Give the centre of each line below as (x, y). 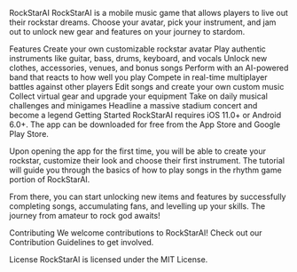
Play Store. (29, 134)
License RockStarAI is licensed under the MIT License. (109, 260)
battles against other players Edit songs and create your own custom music (147, 87)
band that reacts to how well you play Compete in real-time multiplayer (138, 77)
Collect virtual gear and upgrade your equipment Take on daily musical (139, 96)
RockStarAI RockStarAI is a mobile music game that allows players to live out (148, 13)
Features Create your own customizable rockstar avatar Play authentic (137, 49)
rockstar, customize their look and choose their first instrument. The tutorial (147, 160)
